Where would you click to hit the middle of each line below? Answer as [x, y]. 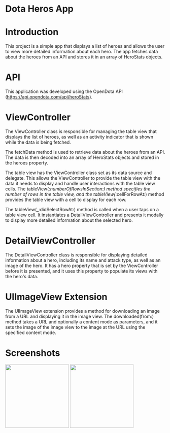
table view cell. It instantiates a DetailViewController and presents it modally [84, 215]
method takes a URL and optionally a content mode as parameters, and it [81, 322]
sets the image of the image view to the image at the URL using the [75, 327]
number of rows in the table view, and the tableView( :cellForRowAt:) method [85, 194]
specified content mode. [31, 332]
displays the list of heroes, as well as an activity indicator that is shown [79, 137]
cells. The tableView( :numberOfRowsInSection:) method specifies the [78, 189]
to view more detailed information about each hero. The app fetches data [82, 52]
